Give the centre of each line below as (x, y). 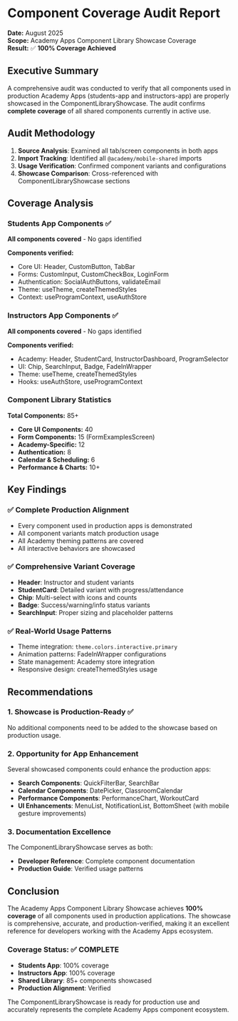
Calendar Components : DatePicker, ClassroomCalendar (100, 791)
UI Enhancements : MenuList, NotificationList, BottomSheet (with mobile (123, 806)
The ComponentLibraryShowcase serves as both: (80, 848)
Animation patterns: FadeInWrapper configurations (92, 654)
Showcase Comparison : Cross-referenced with (88, 173)
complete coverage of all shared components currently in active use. (109, 111)
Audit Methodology (51, 133)
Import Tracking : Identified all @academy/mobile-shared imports (110, 158)
